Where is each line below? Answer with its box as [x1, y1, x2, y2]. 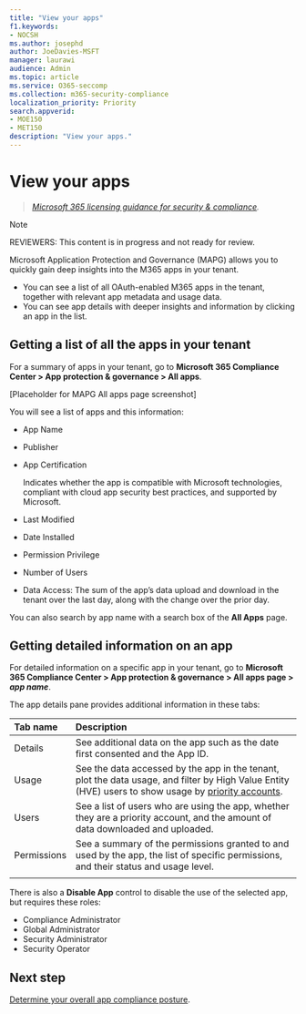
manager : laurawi [9, 56, 76, 65]
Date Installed [22, 531, 75, 542]
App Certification [22, 459, 87, 470]
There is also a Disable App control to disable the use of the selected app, [9, 887, 289, 898]
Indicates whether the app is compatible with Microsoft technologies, [22, 476, 282, 487]
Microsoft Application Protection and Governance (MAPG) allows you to [9, 254, 279, 265]
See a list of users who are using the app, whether [75, 800, 290, 813]
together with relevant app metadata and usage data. [22, 291, 222, 302]
